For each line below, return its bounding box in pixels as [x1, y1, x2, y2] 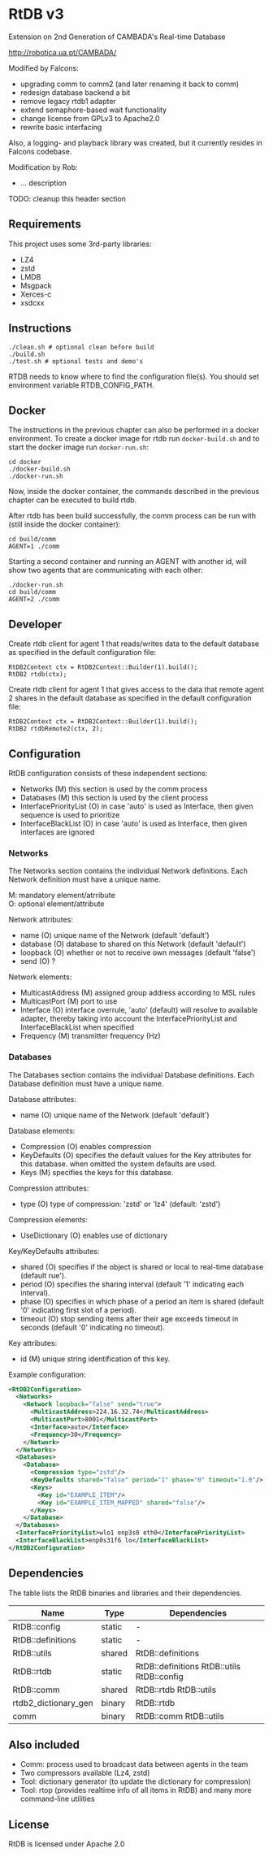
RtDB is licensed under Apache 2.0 [8, 1839, 125, 1849]
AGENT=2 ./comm [8, 595, 60, 604]
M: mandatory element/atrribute [8, 891, 115, 900]
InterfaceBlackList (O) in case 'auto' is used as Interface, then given [19, 818, 248, 828]
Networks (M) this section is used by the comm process [19, 784, 208, 793]
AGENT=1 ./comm [8, 542, 60, 551]
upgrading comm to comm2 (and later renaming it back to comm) [19, 79, 240, 89]
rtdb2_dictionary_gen [12, 1697, 93, 1708]
